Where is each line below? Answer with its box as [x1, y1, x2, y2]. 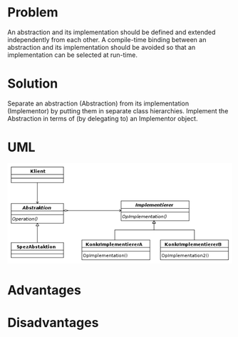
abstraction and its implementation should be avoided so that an [7, 43, 196, 51]
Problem [7, 4, 58, 21]
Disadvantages [7, 314, 99, 331]
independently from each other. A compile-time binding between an [7, 35, 207, 43]
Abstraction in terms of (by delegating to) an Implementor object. [7, 114, 198, 123]
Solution [7, 76, 58, 92]
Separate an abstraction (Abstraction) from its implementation [7, 99, 190, 108]
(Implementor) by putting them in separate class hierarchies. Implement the [7, 106, 229, 115]
